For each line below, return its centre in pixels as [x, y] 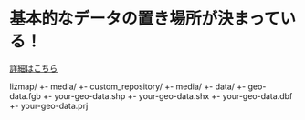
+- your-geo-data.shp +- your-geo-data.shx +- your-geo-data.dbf [168, 95]
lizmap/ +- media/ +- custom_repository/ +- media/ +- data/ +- [128, 86]
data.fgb [25, 95]
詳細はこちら [33, 68]
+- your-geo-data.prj [49, 105]
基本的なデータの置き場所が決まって [145, 19]
